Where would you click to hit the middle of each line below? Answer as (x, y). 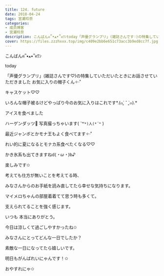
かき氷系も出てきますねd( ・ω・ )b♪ (40, 154)
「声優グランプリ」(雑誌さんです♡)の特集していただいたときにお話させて (79, 76)
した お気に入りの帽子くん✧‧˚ (51, 82)
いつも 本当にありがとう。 (31, 217)
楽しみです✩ (18, 165)
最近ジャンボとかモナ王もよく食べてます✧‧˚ (48, 134)
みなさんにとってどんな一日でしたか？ (43, 237)
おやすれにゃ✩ (20, 269)
